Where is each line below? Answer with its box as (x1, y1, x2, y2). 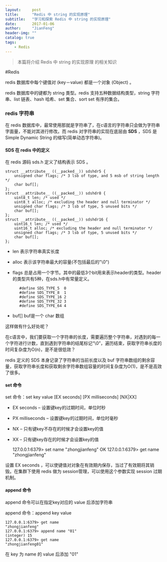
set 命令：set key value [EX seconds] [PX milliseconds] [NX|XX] (5, 394, 137, 400)
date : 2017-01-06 (5, 21, 55, 26)
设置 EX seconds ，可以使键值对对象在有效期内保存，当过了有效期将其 (5, 462, 150, 468)
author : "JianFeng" (5, 26, 55, 31)
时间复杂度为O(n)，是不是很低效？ (5, 346, 76, 352)
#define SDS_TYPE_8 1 (19, 290, 66, 295)
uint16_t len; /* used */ (14, 221, 68, 226)
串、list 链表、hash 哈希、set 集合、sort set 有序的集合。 (5, 96, 122, 102)
